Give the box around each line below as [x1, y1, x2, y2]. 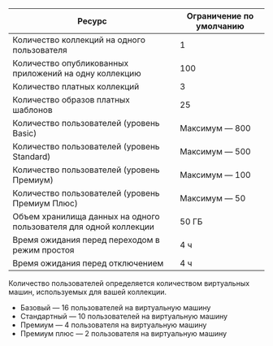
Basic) [12, 128, 37, 139]
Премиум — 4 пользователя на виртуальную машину [19, 320, 207, 330]
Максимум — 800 [180, 123, 251, 133]
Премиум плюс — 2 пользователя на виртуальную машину [19, 329, 227, 338]
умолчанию [196, 20, 245, 32]
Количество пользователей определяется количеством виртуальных [8, 279, 250, 288]
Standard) [12, 151, 51, 162]
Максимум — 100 [180, 170, 251, 180]
